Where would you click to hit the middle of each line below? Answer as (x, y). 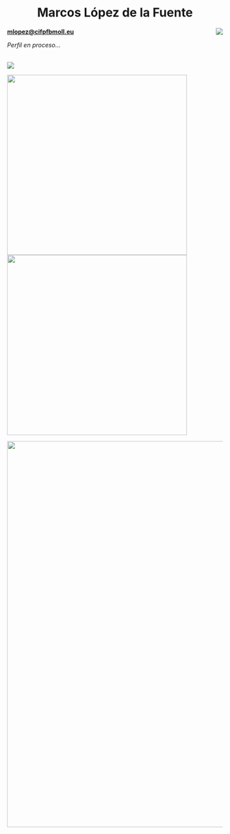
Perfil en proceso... (34, 45)
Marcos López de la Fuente (115, 13)
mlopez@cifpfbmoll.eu (40, 32)
